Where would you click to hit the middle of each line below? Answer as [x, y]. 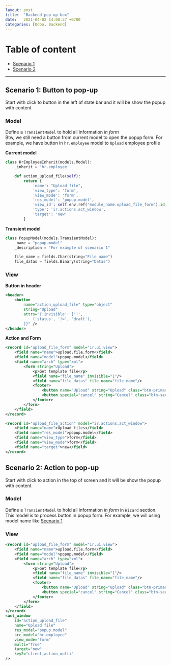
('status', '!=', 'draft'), [62, 319]
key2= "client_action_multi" [44, 654]
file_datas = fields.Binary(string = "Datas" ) [62, 262]
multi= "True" [28, 645]
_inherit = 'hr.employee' [42, 167]
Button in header [23, 286]
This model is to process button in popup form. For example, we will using [83, 515]
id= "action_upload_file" [41, 621]
